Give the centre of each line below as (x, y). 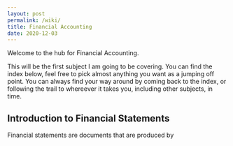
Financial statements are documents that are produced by (91, 135)
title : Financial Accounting (50, 27)
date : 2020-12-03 (33, 33)
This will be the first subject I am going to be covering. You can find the (110, 66)
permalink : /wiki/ (34, 20)
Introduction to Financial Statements (89, 118)
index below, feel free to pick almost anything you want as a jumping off (111, 74)
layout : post (26, 14)
